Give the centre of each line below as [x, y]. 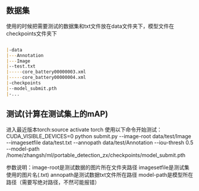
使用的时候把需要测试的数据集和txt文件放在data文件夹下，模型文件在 [90, 26]
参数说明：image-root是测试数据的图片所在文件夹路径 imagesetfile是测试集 [98, 167]
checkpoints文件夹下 [32, 33]
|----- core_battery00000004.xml [46, 78]
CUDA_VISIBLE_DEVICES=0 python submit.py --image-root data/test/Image [99, 136]
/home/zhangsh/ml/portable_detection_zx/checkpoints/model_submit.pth [96, 155]
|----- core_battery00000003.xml [46, 72]
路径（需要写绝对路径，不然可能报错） [53, 182]
